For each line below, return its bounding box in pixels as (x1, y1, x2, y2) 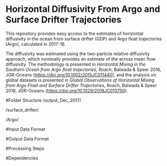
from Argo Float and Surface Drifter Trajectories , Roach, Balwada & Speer (5, 82, 157, 88)
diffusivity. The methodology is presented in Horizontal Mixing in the (5, 61, 146, 67)
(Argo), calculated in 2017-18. (5, 41, 66, 47)
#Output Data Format (5, 136, 49, 142)
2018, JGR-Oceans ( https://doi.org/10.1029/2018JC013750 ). (5, 87, 128, 93)
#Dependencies (5, 155, 39, 161)
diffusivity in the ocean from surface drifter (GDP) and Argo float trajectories (5, 36, 162, 42)
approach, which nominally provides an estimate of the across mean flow (5, 56, 156, 62)
